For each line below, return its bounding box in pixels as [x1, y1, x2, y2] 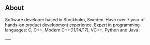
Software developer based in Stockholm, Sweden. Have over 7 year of [5, 16, 145, 22]
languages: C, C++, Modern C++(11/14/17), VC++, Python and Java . [5, 27, 141, 33]
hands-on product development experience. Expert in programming [5, 22, 140, 28]
